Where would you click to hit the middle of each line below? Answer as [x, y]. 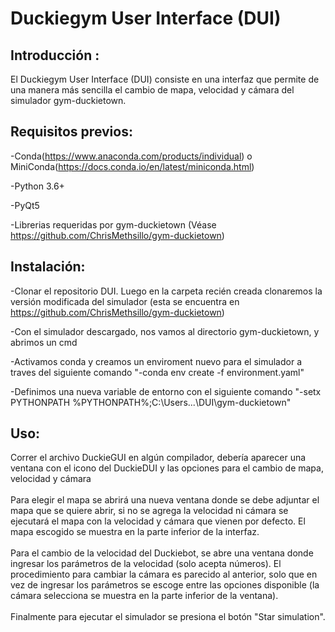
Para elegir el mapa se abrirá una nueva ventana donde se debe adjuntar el [165, 500]
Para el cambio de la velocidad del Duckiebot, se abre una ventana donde [162, 553]
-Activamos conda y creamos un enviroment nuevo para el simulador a [156, 361]
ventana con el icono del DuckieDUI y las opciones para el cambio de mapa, [167, 468]
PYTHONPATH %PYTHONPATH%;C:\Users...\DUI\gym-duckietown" [151, 402]
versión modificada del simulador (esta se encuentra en [125, 301]
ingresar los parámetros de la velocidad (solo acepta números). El [146, 564]
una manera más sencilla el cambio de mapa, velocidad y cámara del [152, 90]
